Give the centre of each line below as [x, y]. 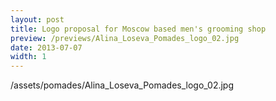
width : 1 [28, 57]
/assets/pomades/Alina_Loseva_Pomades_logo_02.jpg [122, 85]
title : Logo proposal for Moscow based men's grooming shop [138, 29]
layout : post [37, 19]
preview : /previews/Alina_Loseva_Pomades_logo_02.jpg [125, 38]
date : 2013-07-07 [46, 47]
